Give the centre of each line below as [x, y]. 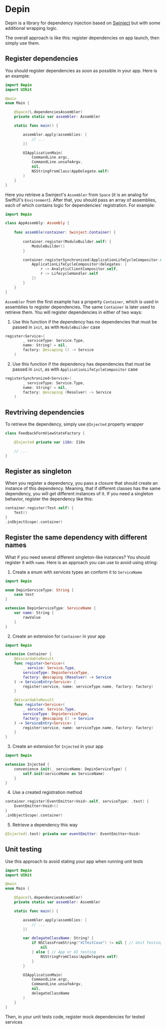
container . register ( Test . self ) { [40, 508]
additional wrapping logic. [31, 28]
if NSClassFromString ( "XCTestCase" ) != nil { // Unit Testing [97, 943]
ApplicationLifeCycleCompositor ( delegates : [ [79, 264]
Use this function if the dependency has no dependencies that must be [84, 322]
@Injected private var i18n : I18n [49, 442]
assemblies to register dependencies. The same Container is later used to [80, 307]
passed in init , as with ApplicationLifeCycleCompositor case [75, 369]
